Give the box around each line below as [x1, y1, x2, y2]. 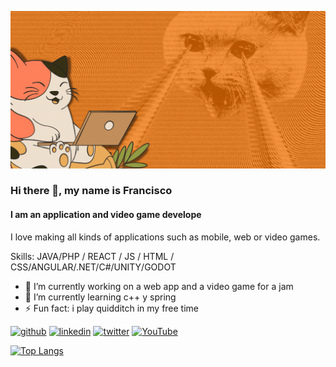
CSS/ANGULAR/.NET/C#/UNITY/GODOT [10, 261, 177, 273]
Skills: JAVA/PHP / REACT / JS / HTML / [10, 250, 175, 262]
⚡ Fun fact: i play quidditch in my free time [24, 302, 200, 314]
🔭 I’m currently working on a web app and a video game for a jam [24, 280, 294, 292]
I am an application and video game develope [10, 209, 202, 221]
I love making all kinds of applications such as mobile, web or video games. [10, 231, 321, 243]
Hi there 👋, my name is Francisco [10, 184, 173, 198]
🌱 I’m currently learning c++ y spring [24, 291, 177, 303]
